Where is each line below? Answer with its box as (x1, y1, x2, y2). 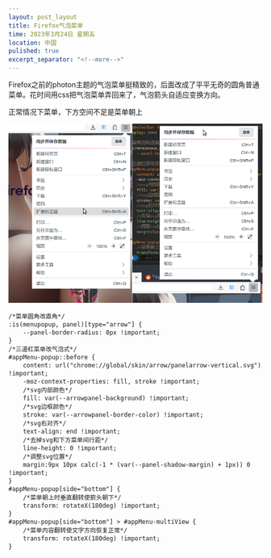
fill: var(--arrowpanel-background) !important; (23, 394, 190, 402)
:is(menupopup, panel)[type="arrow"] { (8, 320, 143, 329)
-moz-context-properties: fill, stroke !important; (23, 377, 200, 385)
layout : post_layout (8, 13, 78, 21)
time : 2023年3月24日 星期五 (8, 30, 95, 38)
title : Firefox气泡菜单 (8, 21, 83, 30)
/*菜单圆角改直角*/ (8, 312, 65, 321)
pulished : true (8, 47, 60, 56)
